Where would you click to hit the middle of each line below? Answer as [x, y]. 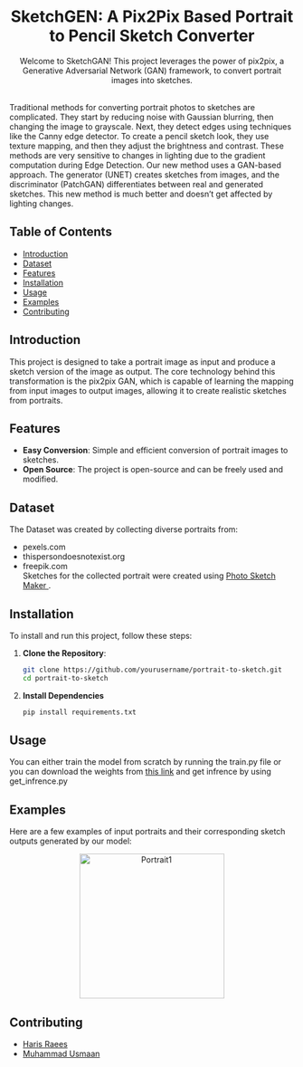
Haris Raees [45, 1044]
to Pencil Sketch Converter [152, 36]
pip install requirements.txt [80, 712]
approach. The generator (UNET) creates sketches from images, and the [145, 175]
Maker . [37, 586]
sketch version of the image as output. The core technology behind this [142, 371]
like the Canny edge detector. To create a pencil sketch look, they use [139, 136]
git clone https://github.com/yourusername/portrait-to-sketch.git [152, 670]
